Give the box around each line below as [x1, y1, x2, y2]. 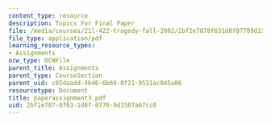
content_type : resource [8, 11, 89, 20]
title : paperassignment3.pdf [8, 94, 106, 102]
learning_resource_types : [8, 42, 95, 50]
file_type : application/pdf [8, 34, 103, 43]
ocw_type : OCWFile [8, 57, 70, 65]
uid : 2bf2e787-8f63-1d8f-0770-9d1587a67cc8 [8, 101, 157, 109]
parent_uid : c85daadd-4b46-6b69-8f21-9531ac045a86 [8, 79, 182, 87]
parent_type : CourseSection [8, 71, 103, 79]
